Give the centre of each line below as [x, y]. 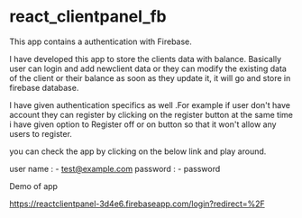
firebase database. [44, 87]
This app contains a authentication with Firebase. [101, 41]
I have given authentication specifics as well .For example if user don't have [150, 104]
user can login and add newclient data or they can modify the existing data [148, 68]
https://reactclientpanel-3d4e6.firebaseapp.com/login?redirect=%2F [137, 204]
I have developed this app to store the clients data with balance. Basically [146, 59]
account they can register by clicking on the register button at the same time [151, 114]
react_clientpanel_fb [88, 17]
